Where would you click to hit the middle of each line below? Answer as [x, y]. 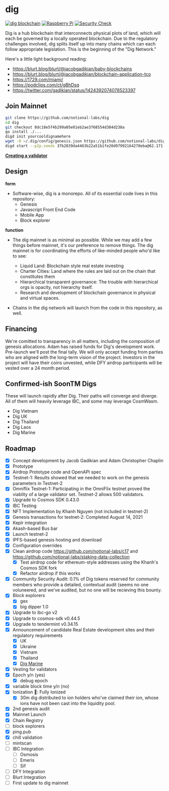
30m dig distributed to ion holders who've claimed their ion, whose [89, 698]
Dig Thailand [26, 422]
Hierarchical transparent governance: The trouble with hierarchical [89, 282]
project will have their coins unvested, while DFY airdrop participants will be [84, 363]
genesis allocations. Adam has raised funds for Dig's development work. [80, 347]
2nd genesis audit [31, 709]
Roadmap [21, 448]
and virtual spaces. [40, 298]
